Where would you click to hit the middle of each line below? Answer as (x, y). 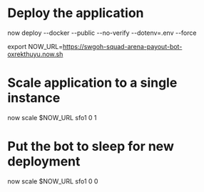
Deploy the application (76, 13)
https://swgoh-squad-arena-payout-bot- (122, 46)
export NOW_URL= (35, 46)
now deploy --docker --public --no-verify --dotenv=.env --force (102, 33)
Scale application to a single (92, 83)
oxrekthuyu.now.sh (35, 54)
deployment (44, 162)
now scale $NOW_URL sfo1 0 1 (52, 117)
